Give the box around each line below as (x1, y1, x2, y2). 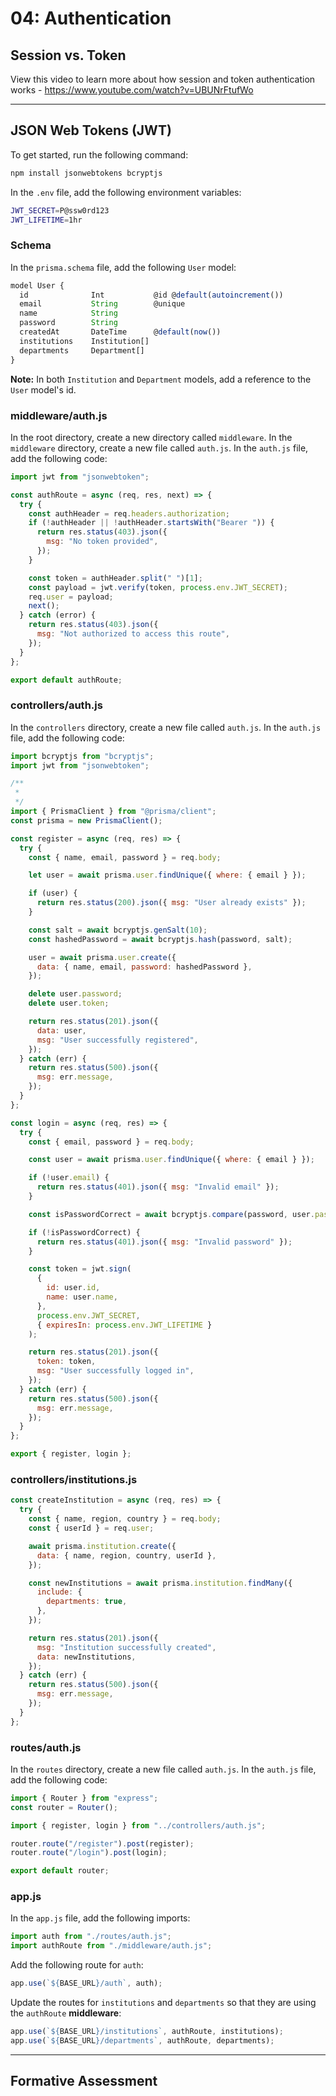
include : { (36, 1587, 83, 1597)
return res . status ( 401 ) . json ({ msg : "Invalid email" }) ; (36, 1182, 280, 1192)
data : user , (36, 1025, 87, 1036)
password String (19, 318, 118, 328)
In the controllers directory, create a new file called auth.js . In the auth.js (10, 721, 322, 733)
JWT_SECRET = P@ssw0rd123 (10, 205, 110, 216)
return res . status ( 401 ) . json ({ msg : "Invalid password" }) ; (36, 1237, 293, 1247)
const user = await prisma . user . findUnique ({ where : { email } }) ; (28, 1155, 315, 1165)
